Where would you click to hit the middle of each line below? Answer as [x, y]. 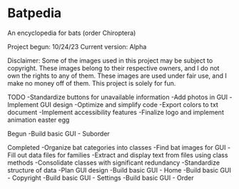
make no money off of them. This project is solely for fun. [92, 83]
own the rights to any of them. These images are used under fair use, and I [117, 76]
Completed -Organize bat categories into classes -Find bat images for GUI [117, 147]
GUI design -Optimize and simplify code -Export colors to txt [129, 104]
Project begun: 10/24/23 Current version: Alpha [77, 46]
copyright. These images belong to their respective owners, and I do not [113, 68]
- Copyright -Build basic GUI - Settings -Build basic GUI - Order [101, 178]
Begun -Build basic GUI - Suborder [59, 133]
